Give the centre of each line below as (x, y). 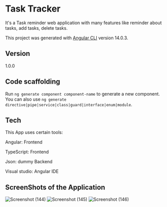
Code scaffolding (33, 82)
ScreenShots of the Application (55, 187)
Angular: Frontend (24, 142)
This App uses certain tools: (34, 132)
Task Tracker (33, 9)
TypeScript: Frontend (27, 152)
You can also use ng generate (36, 99)
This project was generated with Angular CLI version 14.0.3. (67, 38)
